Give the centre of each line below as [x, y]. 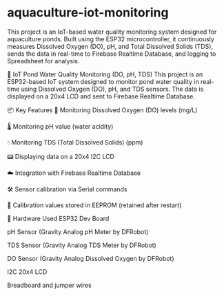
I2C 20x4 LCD [27, 272]
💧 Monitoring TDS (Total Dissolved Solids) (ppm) [75, 142]
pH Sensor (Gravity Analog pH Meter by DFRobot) [78, 231]
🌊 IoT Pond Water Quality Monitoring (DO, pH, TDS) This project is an [105, 74]
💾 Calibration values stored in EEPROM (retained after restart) [94, 205]
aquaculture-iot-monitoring [88, 13]
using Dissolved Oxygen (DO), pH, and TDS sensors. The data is [112, 89]
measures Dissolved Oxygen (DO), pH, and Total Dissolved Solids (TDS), [110, 46]
